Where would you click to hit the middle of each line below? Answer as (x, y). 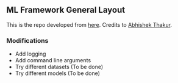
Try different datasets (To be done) (59, 67)
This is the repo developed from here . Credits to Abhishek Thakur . (89, 24)
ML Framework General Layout (66, 10)
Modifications (27, 40)
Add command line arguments (53, 60)
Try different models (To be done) (58, 73)
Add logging (30, 54)
